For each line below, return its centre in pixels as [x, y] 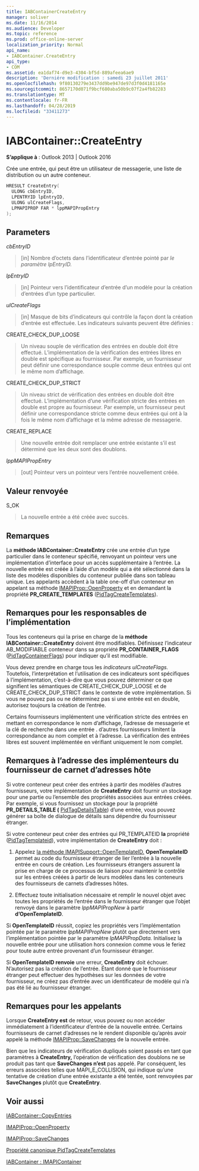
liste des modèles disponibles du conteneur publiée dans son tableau [91, 575]
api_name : [18, 51]
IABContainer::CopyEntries [39, 1116]
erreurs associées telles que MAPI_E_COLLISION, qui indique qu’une [90, 1070]
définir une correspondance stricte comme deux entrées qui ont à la [104, 414]
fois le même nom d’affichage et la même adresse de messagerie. [101, 420]
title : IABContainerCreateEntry [46, 12]
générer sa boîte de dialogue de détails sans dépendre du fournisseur [91, 816]
